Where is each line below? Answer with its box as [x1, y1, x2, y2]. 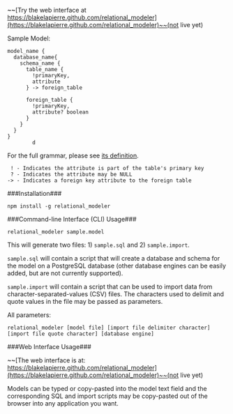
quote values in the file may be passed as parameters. [7, 298, 163, 305]
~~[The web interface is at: [7, 356, 86, 365]
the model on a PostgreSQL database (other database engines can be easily [7, 261, 227, 270]
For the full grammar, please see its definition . [7, 151, 140, 160]
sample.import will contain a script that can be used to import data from [7, 282, 213, 291]
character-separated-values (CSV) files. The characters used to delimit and [7, 290, 225, 298]
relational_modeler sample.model [7, 229, 105, 236]
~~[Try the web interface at [7, 6, 87, 14]
